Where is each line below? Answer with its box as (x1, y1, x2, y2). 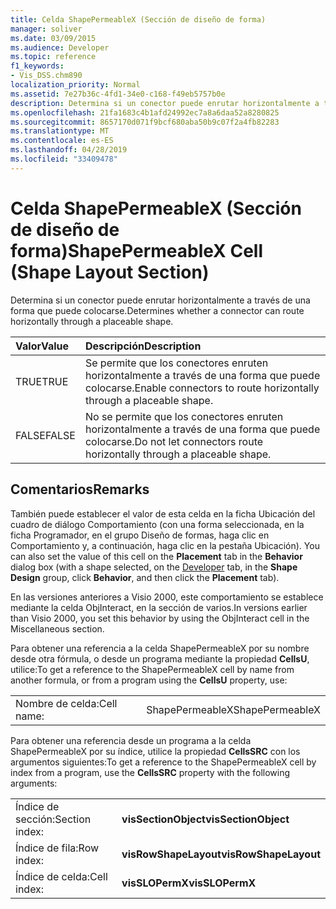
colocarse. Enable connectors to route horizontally (84, 381, 320, 395)
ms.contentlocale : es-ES (10, 136, 114, 146)
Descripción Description (84, 339, 202, 353)
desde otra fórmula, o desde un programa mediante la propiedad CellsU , (10, 652, 310, 665)
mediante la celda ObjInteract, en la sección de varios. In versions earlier (10, 601, 308, 613)
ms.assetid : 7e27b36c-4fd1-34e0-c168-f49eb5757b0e (10, 89, 226, 99)
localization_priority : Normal (10, 80, 141, 90)
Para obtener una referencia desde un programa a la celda (10, 734, 252, 746)
